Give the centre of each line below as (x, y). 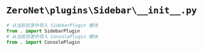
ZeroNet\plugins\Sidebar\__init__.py (102, 10)
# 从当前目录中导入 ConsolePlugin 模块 (52, 37)
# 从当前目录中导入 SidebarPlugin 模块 (52, 25)
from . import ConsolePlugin (43, 42)
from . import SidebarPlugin (43, 31)
